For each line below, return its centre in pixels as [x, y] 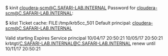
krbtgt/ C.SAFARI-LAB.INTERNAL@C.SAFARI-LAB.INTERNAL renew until [80, 43]
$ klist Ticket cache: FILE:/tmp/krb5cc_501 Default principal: [68, 23]
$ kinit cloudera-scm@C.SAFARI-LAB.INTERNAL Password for [71, 8]
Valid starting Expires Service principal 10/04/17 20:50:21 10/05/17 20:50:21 [84, 38]
